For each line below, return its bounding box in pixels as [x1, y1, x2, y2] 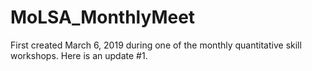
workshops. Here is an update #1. [10, 49, 148, 61]
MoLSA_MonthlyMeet [10, 6, 196, 29]
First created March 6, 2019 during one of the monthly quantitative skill [10, 39, 302, 51]
